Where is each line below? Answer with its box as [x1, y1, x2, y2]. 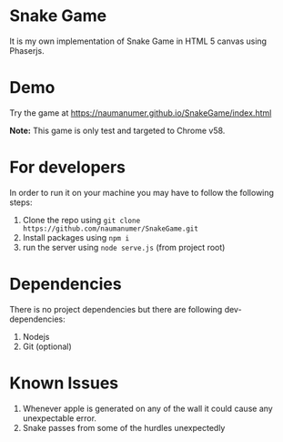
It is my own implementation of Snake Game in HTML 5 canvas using [9, 36, 267, 46]
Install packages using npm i [22, 231, 130, 242]
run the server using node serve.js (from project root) [22, 242, 226, 252]
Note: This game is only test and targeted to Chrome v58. [9, 125, 226, 136]
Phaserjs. [9, 45, 45, 56]
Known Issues [9, 373, 119, 393]
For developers [9, 157, 126, 178]
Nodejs [22, 331, 50, 342]
